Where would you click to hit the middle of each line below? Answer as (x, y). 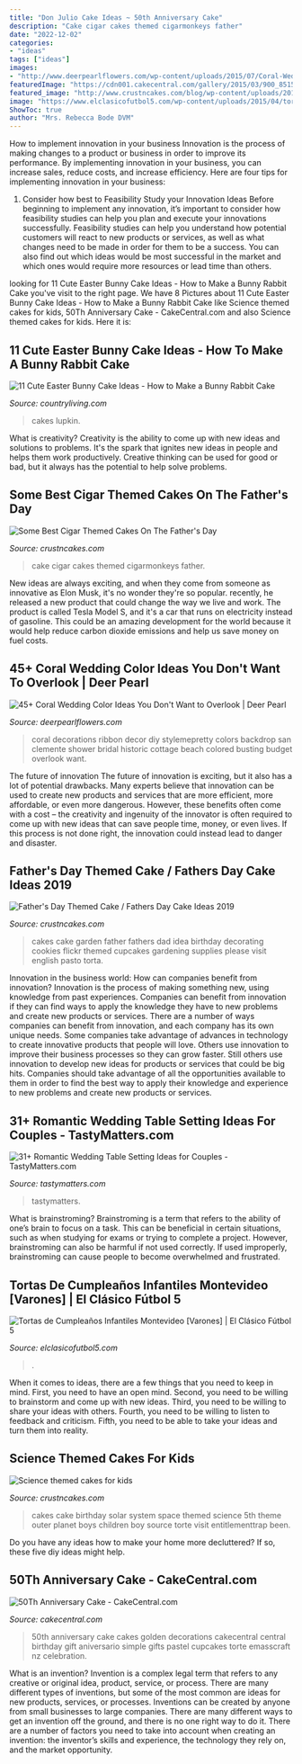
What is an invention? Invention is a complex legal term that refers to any (144, 1673)
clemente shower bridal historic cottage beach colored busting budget (162, 748)
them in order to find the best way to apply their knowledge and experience (149, 1083)
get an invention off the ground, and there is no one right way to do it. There (150, 1721)
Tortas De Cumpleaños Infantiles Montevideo (139, 1285)
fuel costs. (29, 640)
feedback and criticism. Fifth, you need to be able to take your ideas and (143, 1421)
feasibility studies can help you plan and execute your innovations (144, 219)
